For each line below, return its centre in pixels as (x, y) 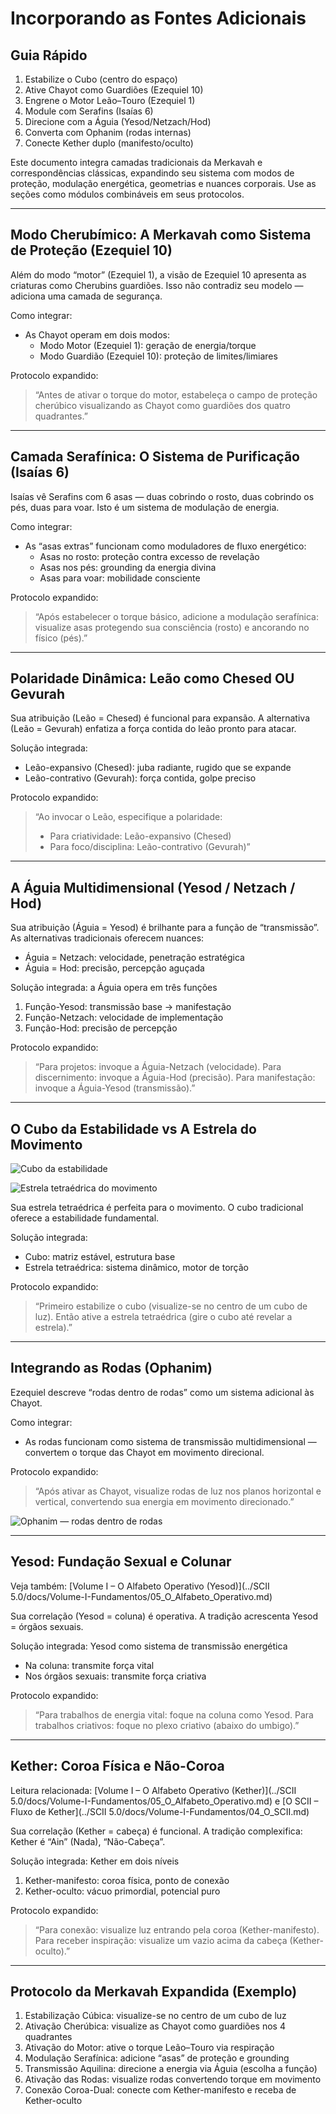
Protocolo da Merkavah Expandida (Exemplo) (154, 1991)
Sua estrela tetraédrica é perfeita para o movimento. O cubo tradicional (157, 1208)
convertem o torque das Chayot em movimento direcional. (144, 1452)
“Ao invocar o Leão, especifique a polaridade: (128, 817)
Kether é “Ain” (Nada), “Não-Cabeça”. (88, 1841)
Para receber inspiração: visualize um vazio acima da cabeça (161, 1940)
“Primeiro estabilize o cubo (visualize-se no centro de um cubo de (171, 1306)
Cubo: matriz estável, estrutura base (100, 1257)
